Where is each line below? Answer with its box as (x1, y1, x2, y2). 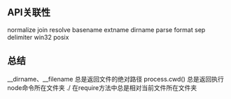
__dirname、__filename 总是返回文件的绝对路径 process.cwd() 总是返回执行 (7, 75, 224, 83)
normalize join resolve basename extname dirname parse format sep (7, 25, 206, 33)
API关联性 (7, 6, 51, 19)
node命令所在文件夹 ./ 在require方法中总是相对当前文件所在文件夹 (7, 83, 197, 92)
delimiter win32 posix (7, 33, 69, 41)
